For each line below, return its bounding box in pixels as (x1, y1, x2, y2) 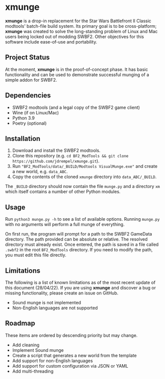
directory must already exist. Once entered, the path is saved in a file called (5, 241, 159, 247)
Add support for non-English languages (12, 358, 93, 364)
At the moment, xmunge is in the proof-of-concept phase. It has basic (5, 66, 148, 72)
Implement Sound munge (12, 347, 64, 353)
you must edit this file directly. (5, 252, 67, 258)
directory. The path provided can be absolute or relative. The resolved (5, 237, 148, 242)
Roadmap (5, 319, 36, 328)
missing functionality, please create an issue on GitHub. (5, 290, 119, 296)
